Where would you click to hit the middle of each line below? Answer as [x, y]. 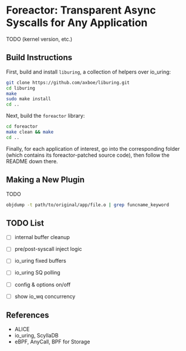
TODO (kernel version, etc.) [39, 39]
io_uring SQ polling [37, 273]
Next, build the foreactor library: [45, 116]
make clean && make [30, 132]
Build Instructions [39, 57]
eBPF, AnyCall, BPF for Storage [52, 342]
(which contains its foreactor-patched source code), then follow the [88, 155]
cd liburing [21, 88]
